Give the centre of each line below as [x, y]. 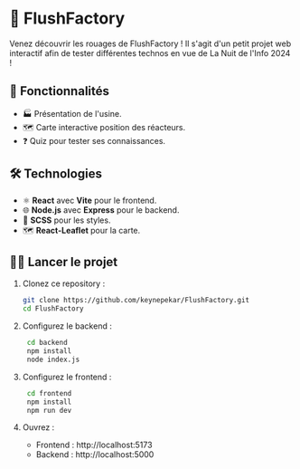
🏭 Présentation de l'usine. [72, 113]
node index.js [53, 359]
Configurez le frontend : [67, 377]
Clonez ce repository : [64, 283]
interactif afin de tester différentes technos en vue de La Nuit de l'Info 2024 [150, 53]
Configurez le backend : [67, 326]
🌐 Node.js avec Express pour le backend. [101, 210]
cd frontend [49, 393]
